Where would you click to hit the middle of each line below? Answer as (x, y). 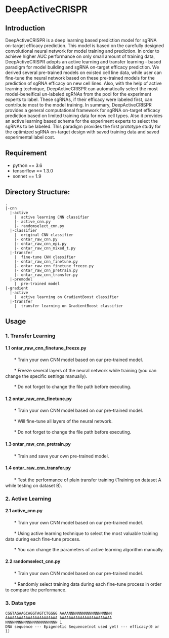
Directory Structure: (38, 192)
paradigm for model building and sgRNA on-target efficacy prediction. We (82, 67)
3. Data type (21, 603)
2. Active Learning (28, 499)
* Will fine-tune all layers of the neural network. (63, 421)
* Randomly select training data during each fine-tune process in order (88, 584)
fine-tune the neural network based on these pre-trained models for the (80, 78)
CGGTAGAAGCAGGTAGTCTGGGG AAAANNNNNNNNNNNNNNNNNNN (59, 614)
